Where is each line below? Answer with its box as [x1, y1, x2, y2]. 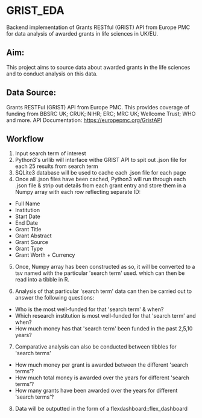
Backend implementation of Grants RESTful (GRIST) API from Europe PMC [6, 24, 191, 31]
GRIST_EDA [6, 4, 65, 18]
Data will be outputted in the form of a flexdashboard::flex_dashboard [14, 405, 188, 413]
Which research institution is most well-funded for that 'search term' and [14, 312, 196, 320]
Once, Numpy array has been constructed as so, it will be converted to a [14, 263, 195, 271]
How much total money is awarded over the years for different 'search [14, 374, 190, 381]
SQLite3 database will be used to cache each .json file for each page [14, 169, 186, 176]
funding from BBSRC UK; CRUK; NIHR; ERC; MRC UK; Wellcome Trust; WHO [6, 110, 196, 117]
